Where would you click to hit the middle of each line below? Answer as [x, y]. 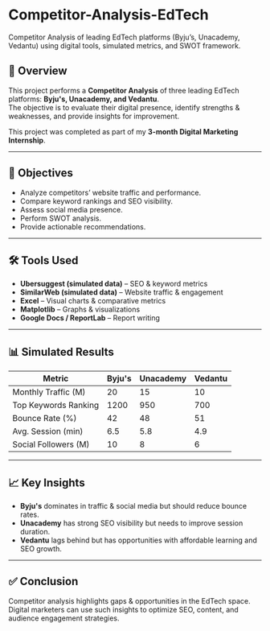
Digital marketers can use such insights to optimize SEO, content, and [123, 609]
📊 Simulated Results [61, 352]
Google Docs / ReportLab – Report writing [90, 318]
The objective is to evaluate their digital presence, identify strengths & [124, 107]
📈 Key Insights [47, 483]
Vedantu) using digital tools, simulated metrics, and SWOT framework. [125, 45]
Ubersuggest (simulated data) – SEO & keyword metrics [114, 284]
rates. [29, 514]
